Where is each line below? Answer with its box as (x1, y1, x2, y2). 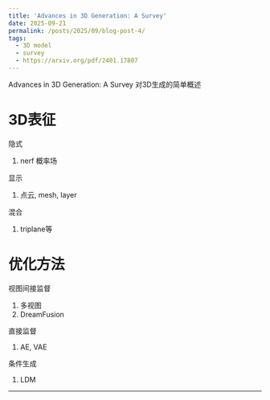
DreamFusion (19, 309, 64, 319)
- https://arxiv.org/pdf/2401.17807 (15, 57, 138, 65)
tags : (8, 34, 27, 43)
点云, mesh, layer (19, 190, 77, 199)
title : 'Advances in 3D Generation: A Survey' (8, 11, 167, 20)
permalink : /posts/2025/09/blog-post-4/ (8, 27, 146, 35)
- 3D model (15, 42, 52, 50)
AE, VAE (19, 342, 47, 352)
